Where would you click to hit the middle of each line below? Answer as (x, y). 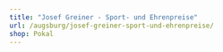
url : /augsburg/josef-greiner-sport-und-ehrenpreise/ (112, 26)
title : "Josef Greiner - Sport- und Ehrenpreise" (104, 17)
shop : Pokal (31, 33)
